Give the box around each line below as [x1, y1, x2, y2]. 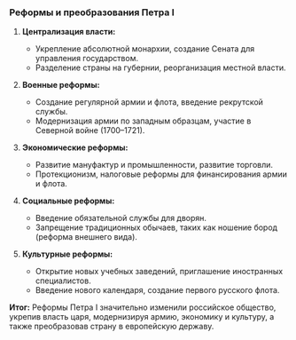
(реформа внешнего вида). [35, 232, 137, 242]
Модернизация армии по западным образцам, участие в [35, 115, 252, 126]
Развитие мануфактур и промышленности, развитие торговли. [35, 160, 273, 170]
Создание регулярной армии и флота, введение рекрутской [35, 97, 264, 107]
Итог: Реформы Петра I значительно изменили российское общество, [9, 302, 277, 312]
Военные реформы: [21, 80, 100, 91]
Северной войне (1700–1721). [35, 125, 145, 136]
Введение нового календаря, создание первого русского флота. [35, 285, 280, 296]
